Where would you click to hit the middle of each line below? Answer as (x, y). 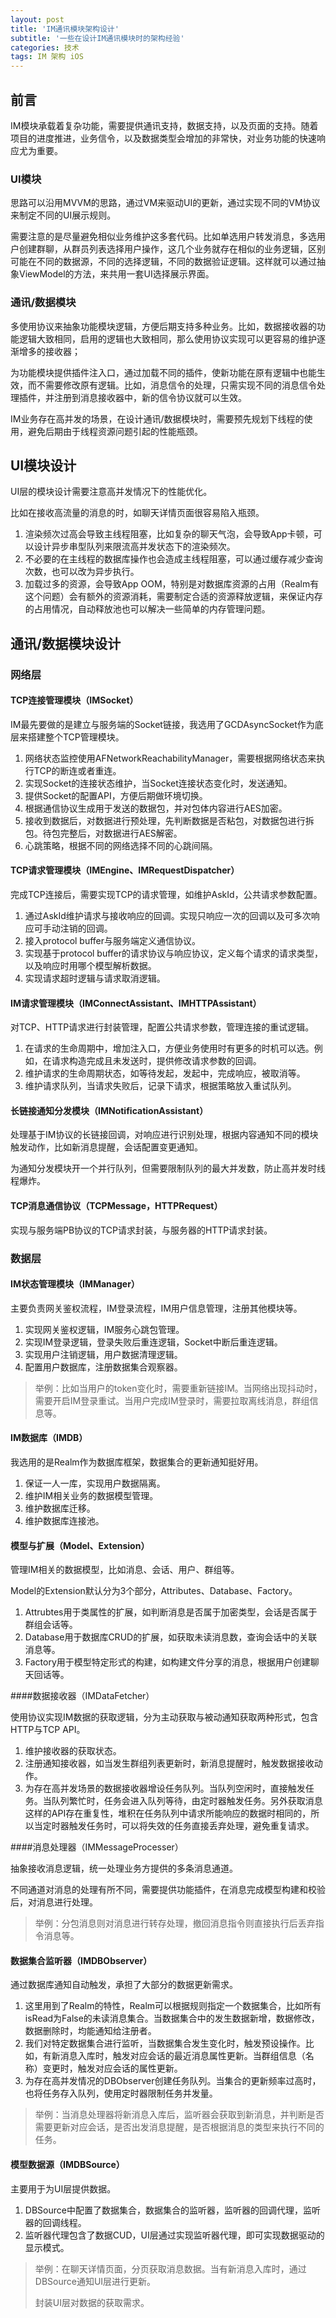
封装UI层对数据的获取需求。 (92, 2302)
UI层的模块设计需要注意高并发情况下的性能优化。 (111, 492)
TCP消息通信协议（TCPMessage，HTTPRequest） (116, 1206)
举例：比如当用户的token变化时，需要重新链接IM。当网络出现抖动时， (178, 1388)
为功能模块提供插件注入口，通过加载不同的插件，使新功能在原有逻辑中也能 (163, 372)
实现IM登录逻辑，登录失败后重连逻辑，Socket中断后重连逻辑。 (153, 1342)
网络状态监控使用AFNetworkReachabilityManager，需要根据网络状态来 (170, 758)
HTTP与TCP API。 (48, 1730)
